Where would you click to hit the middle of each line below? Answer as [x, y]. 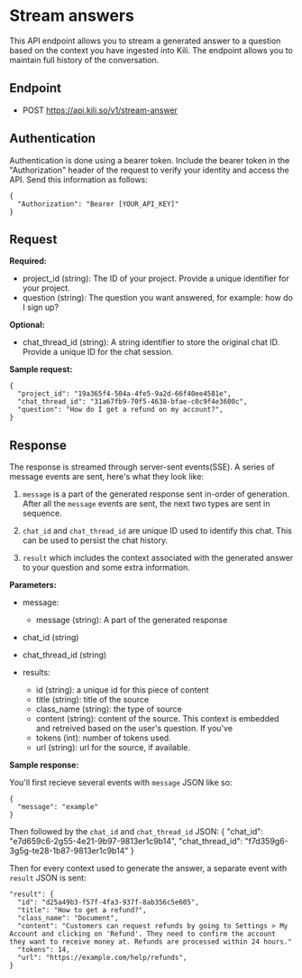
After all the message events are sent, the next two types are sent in [146, 504]
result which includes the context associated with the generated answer [158, 558]
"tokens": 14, [44, 950]
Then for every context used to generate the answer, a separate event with [148, 869]
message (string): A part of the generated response [132, 620]
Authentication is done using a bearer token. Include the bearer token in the [150, 160]
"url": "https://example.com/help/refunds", [102, 958]
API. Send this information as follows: [79, 179]
